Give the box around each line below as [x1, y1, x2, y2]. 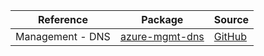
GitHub [213, 30, 247, 43]
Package [141, 13, 184, 26]
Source [213, 13, 250, 26]
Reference [37, 13, 88, 26]
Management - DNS [15, 30, 111, 43]
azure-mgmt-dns [119, 30, 205, 43]
